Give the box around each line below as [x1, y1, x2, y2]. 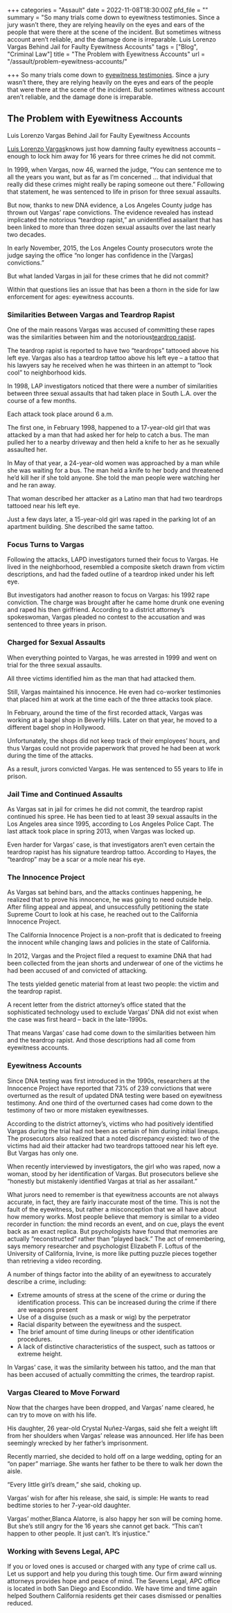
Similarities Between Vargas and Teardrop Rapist [7, 309, 175, 319]
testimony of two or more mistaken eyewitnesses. [7, 1106, 149, 1114]
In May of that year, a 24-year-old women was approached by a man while [7, 459, 220, 467]
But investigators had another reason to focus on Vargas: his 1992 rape [7, 591, 210, 600]
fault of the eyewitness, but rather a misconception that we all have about [7, 1205, 217, 1214]
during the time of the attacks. [7, 751, 93, 759]
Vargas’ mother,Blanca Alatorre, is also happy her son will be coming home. [7, 1514, 223, 1522]
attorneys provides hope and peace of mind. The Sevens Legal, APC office [7, 1577, 221, 1585]
